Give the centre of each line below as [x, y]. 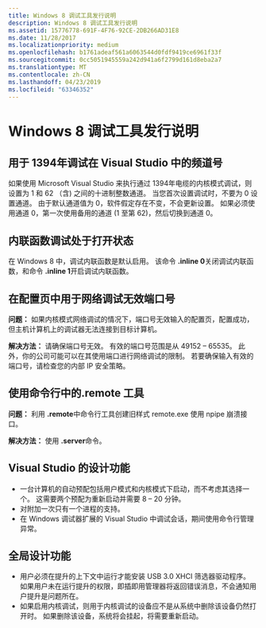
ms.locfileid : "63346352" [51, 89]
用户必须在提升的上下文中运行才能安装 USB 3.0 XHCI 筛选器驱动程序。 [135, 576]
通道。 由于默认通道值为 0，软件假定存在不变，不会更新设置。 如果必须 [131, 203]
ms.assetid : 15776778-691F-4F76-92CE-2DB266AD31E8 [94, 30]
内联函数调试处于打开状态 [71, 240]
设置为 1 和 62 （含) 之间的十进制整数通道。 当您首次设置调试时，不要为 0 [129, 193]
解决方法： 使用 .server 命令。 [57, 441]
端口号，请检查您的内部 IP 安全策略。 [69, 366]
